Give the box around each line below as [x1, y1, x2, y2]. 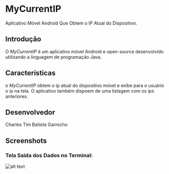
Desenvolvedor [5, 108, 55, 117]
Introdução [5, 35, 41, 43]
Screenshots [5, 136, 47, 145]
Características [5, 69, 56, 77]
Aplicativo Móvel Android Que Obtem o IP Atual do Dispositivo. [5, 20, 137, 26]
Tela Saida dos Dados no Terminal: [5, 151, 93, 159]
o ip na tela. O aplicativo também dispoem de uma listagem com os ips [5, 88, 155, 94]
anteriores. [5, 93, 28, 99]
